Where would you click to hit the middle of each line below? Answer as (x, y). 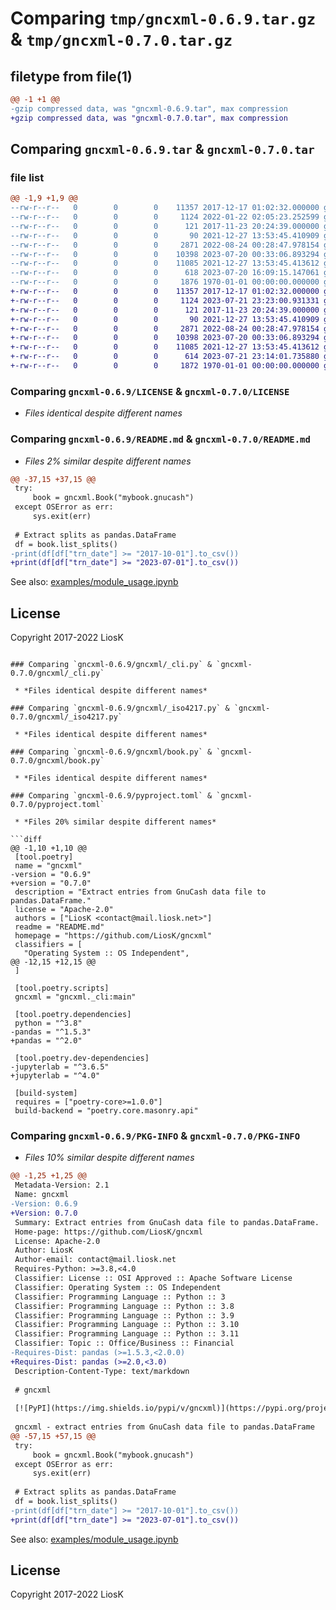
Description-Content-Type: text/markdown (102, 1371)
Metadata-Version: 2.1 (62, 1185)
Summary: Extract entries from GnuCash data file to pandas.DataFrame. (167, 1222)
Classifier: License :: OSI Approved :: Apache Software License (153, 1278)
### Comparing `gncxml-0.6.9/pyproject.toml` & (111, 796)
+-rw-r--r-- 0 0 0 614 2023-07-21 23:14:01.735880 (165, 357)
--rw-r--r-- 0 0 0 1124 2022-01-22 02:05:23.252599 (165, 217)
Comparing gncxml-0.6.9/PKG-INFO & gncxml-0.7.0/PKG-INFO (155, 1136)
